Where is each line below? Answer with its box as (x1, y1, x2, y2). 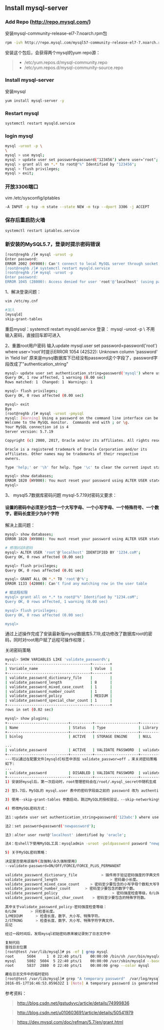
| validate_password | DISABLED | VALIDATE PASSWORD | (5, 770, 141, 775)
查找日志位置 (5, 945, 27, 950)
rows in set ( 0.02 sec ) (5, 707, 54, 712)
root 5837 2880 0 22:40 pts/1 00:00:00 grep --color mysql (5, 963, 150, 968)
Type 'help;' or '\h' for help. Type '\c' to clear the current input (5, 465, 152, 470)
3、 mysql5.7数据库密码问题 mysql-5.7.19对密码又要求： (5, 492, 117, 498)
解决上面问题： (5, 522, 35, 528)
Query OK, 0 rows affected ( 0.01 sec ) (5, 568, 84, 573)
